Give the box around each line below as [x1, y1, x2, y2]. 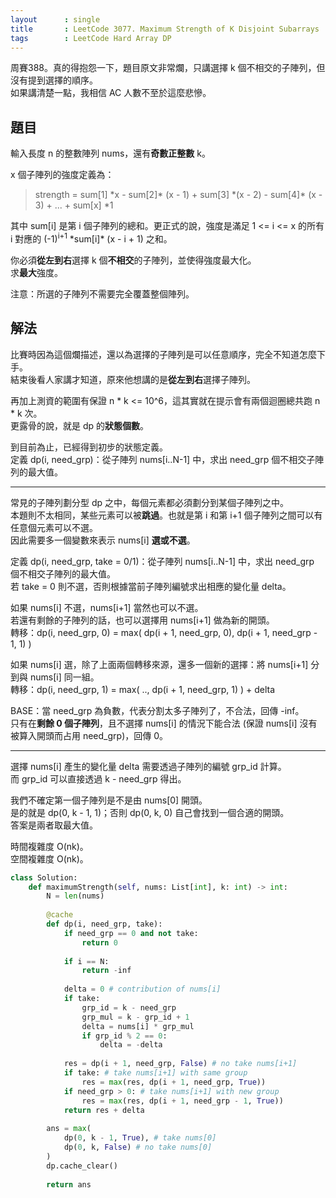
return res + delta [63, 1105, 145, 1115]
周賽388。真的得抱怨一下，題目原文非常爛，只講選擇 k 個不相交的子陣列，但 [10, 62, 326, 74]
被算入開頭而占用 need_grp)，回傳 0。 [10, 729, 169, 741]
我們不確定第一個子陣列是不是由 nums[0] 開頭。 [10, 794, 208, 806]
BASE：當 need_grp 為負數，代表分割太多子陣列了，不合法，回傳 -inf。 [10, 704, 305, 716]
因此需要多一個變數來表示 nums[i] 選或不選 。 [10, 534, 196, 546]
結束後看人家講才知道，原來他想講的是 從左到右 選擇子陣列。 [10, 373, 256, 385]
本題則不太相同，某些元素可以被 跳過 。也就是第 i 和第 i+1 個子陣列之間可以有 [10, 509, 323, 521]
